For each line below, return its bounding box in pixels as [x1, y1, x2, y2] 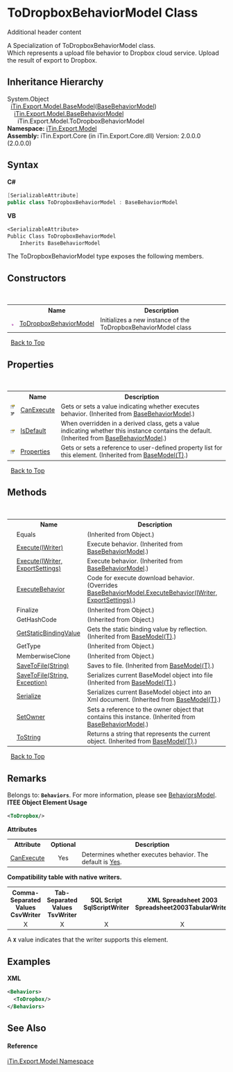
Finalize [16, 606, 39, 614]
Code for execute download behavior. [87, 574, 195, 582]
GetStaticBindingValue [16, 629, 81, 637]
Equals [16, 530, 36, 538]
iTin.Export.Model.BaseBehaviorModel [13, 109, 124, 117]
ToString [16, 733, 42, 741]
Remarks [7, 773, 47, 784]
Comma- [12, 888, 40, 897]
